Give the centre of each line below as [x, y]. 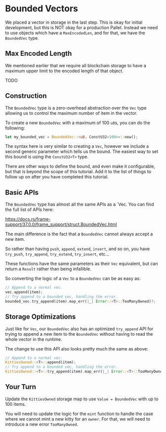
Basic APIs [22, 193]
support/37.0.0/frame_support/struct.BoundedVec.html [61, 224]
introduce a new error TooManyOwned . [42, 424]
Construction [26, 96]
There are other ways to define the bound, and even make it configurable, [80, 167]
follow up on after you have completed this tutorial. [57, 177]
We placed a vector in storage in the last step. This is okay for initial [74, 22]
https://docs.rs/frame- [28, 219]
